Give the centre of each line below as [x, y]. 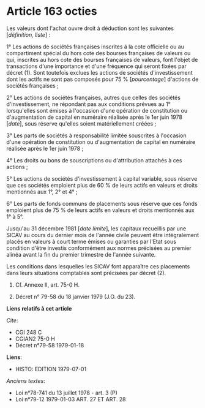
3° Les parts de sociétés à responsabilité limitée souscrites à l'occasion [96, 135]
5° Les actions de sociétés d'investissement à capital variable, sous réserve [102, 178]
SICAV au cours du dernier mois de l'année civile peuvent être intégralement [103, 235]
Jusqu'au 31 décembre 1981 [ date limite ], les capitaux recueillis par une [96, 229]
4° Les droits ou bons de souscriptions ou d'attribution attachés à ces [94, 160]
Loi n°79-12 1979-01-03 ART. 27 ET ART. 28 [70, 399]
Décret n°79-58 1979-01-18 [50, 345]
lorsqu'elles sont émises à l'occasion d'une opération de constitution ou [97, 110]
